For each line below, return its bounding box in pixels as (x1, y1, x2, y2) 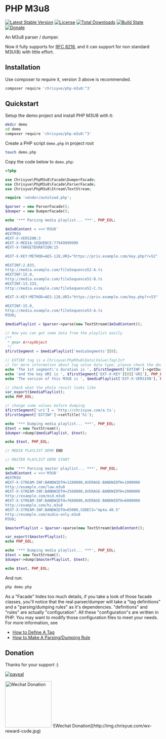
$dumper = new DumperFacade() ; (5, 209, 70, 214)
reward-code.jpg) (5, 728, 41, 734)
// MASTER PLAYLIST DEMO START (5, 457, 70, 462)
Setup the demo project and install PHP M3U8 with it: (5, 113, 114, 118)
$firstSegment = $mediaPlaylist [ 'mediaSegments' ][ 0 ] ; (5, 349, 119, 354)
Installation (5, 63, 41, 72)
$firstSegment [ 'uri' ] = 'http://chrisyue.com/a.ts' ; (5, 408, 116, 413)
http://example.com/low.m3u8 (5, 484, 65, 489)
